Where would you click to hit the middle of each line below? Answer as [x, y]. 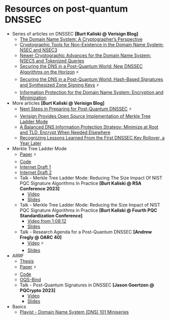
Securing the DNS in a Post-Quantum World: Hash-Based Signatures [91, 79]
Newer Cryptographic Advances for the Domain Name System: [85, 55]
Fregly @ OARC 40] [41, 237]
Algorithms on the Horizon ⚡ [49, 72]
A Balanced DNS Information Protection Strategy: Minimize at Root [89, 127]
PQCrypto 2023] [38, 290]
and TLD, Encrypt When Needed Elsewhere [65, 132]
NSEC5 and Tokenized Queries [52, 61]
